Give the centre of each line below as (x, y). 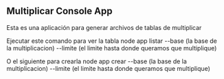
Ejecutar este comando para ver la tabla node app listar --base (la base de (112, 41)
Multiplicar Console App (59, 11)
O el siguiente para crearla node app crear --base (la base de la (97, 61)
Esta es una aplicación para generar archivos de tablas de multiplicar (104, 27)
